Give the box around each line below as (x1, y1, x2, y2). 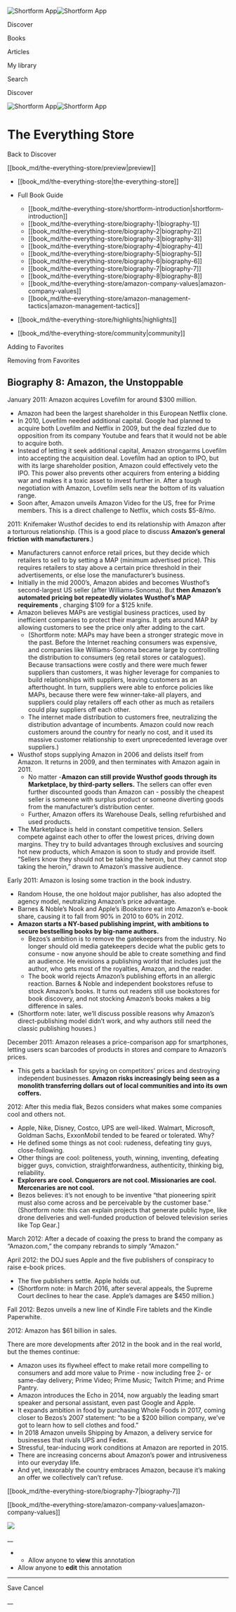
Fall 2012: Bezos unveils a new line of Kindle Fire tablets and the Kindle (7, 1305, 213, 1314)
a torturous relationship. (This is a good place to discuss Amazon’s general (7, 527, 225, 535)
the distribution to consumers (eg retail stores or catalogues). (27, 653, 206, 661)
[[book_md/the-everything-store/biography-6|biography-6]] (27, 257, 202, 265)
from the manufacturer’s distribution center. (27, 802, 155, 811)
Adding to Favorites (7, 342, 65, 351)
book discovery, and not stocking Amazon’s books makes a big (27, 994, 211, 1003)
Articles (7, 48, 30, 56)
